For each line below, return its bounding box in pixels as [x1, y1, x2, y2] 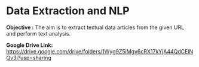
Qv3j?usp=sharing [6, 54, 52, 61]
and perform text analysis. [6, 30, 71, 37]
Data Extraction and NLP [6, 4, 130, 18]
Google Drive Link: [6, 42, 53, 49]
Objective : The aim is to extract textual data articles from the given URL [6, 24, 185, 31]
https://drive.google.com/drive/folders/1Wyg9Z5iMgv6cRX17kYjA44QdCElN [6, 47, 194, 55]
